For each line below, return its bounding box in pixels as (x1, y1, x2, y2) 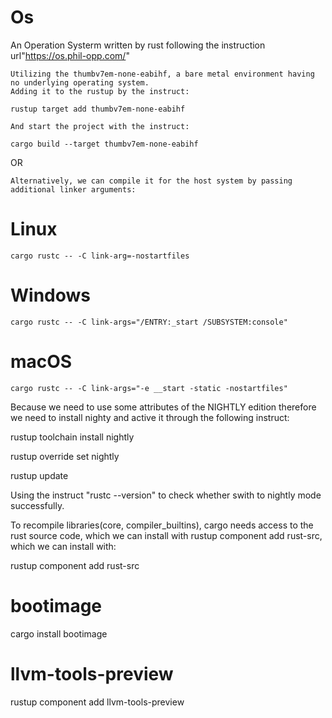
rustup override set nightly (10, 450, 120, 462)
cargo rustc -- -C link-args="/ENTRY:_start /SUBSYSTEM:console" (10, 317, 288, 327)
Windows (10, 284, 91, 307)
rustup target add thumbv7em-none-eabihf (10, 104, 186, 114)
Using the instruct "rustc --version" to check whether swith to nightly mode (10, 489, 322, 501)
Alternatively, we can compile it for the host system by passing (10, 176, 293, 186)
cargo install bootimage (10, 627, 108, 640)
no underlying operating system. (10, 77, 150, 88)
